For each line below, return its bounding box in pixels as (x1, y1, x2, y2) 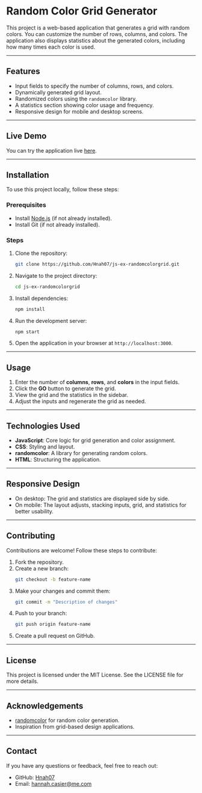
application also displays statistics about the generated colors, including (6, 37, 185, 44)
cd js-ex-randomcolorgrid (14, 284, 80, 290)
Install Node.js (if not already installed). (14, 215, 112, 222)
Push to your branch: (14, 610, 67, 617)
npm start (14, 329, 40, 335)
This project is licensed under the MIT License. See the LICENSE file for (6, 672, 184, 679)
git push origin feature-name (14, 621, 91, 628)
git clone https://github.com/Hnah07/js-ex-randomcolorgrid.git (14, 261, 180, 267)
